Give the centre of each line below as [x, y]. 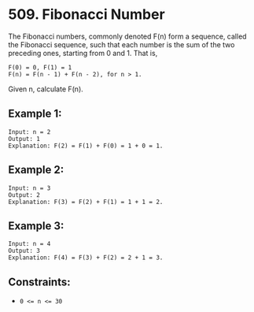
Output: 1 [24, 139]
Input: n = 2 [29, 132]
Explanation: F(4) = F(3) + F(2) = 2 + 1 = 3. [86, 258]
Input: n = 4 [29, 244]
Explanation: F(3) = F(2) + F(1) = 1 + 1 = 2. [86, 202]
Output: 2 [24, 195]
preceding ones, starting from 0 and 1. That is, [83, 53]
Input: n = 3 [29, 188]
